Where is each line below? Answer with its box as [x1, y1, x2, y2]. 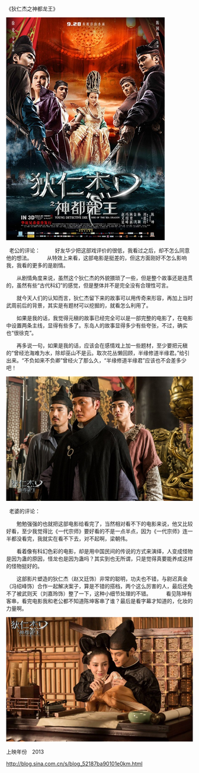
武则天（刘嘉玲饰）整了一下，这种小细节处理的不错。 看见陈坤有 [21, 590, 192, 597]
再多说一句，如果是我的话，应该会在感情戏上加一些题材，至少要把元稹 [16, 342, 188, 349]
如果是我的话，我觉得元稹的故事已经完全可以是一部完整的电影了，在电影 [16, 314, 193, 321]
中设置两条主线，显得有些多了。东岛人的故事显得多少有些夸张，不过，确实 [6, 322, 188, 329]
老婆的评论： [8, 507, 40, 515]
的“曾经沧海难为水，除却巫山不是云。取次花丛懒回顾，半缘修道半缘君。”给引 [6, 349, 190, 356]
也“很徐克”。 [6, 329, 37, 336]
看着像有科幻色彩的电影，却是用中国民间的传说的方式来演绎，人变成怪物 [16, 548, 193, 555]
